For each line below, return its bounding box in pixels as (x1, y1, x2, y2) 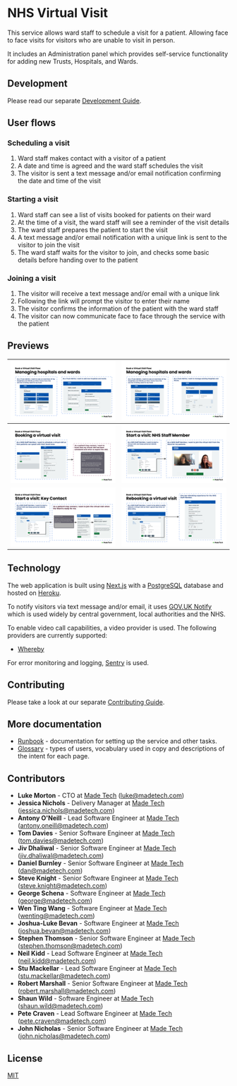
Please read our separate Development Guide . (7, 96, 142, 105)
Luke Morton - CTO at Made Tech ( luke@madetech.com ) (17, 791, 185, 800)
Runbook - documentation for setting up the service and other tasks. (17, 737, 217, 746)
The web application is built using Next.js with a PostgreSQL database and (7, 581, 224, 589)
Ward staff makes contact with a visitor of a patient (17, 154, 166, 163)
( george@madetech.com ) (17, 896, 93, 905)
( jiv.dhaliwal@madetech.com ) (17, 851, 104, 860)
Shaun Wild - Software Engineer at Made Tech (17, 994, 154, 1003)
